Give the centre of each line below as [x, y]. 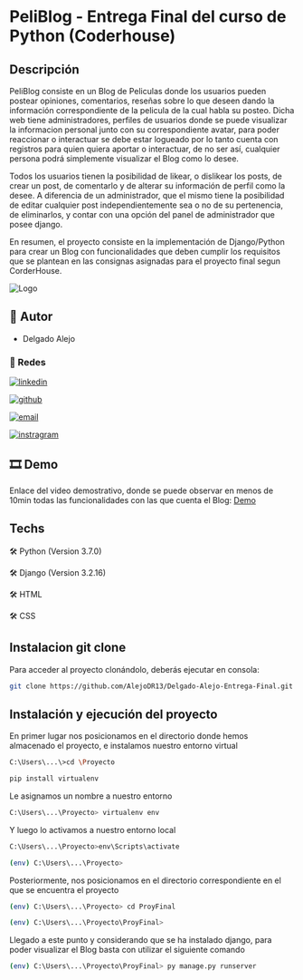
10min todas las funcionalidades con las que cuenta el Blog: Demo [133, 500]
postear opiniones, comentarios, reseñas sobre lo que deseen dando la [142, 101]
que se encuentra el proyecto [64, 889]
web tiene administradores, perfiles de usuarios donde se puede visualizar [148, 120]
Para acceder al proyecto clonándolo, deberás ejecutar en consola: [134, 669]
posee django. [36, 224]
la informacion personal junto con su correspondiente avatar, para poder [145, 130]
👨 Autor [31, 317]
